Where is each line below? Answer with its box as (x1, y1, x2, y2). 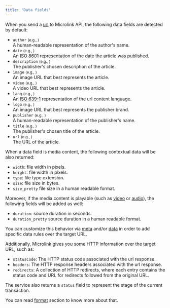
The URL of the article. (12, 139, 60, 145)
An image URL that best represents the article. (12, 74, 110, 80)
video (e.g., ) (12, 81, 37, 86)
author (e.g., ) (12, 37, 40, 43)
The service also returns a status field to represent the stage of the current (5, 282, 163, 288)
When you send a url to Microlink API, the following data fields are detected (5, 21, 163, 27)
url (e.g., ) (12, 134, 32, 139)
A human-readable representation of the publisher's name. (12, 117, 136, 123)
